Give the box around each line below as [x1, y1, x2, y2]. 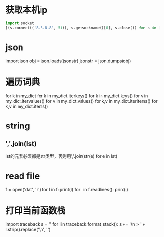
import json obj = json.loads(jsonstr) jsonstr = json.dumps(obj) [5, 58, 131, 64]
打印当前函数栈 [5, 205, 66, 216]
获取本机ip [5, 4, 48, 16]
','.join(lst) [5, 140, 37, 148]
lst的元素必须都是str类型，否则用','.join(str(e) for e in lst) [5, 153, 118, 159]
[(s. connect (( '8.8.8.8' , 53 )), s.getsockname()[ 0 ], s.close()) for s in [5, 25, 157, 30]
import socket [5, 20, 35, 26]
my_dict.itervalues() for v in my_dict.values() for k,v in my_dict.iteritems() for [5, 98, 158, 104]
